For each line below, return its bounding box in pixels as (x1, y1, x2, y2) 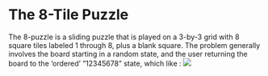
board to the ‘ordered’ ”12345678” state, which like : (8, 58, 182, 68)
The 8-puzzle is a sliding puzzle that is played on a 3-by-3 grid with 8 (8, 32, 240, 42)
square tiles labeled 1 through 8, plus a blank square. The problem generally (8, 40, 261, 50)
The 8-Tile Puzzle (8, 6, 129, 24)
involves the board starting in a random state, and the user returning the (8, 49, 248, 58)
